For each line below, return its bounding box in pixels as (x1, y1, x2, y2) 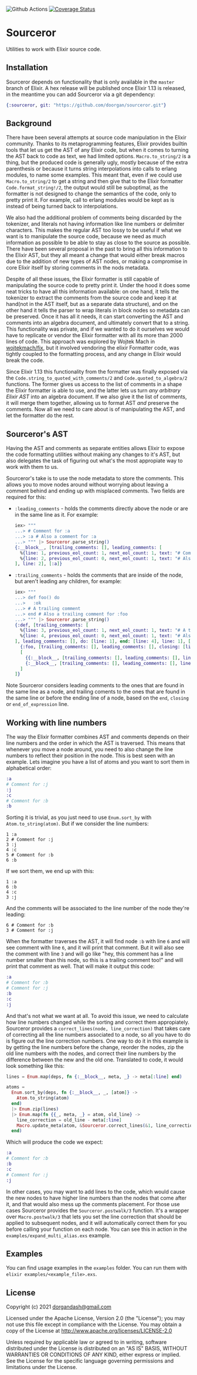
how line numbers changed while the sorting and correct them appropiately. (6, 1018, 189, 1026)
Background (6, 118, 52, 129)
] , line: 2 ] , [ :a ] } (14, 561, 63, 567)
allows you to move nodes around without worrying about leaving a (6, 481, 169, 488)
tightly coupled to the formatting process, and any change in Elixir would (6, 351, 182, 358)
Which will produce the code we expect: (6, 1138, 104, 1146)
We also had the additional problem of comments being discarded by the (6, 214, 182, 221)
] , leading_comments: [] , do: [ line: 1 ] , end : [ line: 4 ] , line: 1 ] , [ (14, 638, 191, 644)
